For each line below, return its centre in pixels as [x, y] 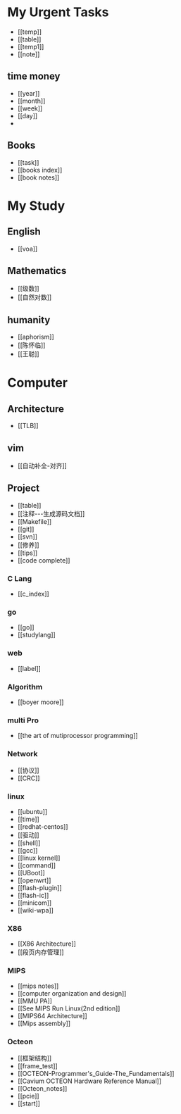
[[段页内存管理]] [41, 952]
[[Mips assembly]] [44, 1024]
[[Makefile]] [35, 521]
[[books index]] [40, 170]
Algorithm [25, 687]
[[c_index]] [33, 594]
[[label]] [29, 668]
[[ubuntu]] [32, 811]
